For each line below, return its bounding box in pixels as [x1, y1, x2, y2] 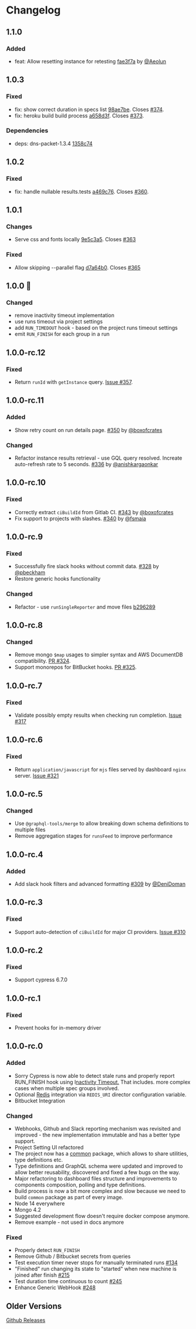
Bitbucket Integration [14, 1097, 66, 1104]
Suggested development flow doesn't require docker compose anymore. [14, 1213, 190, 1220]
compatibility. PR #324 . [14, 657, 71, 664]
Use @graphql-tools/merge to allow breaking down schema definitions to [14, 820, 189, 827]
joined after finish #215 [14, 1271, 70, 1279]
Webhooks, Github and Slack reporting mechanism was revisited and [14, 1125, 181, 1132]
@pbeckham [14, 569, 46, 576]
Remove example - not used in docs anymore [14, 1219, 124, 1226]
